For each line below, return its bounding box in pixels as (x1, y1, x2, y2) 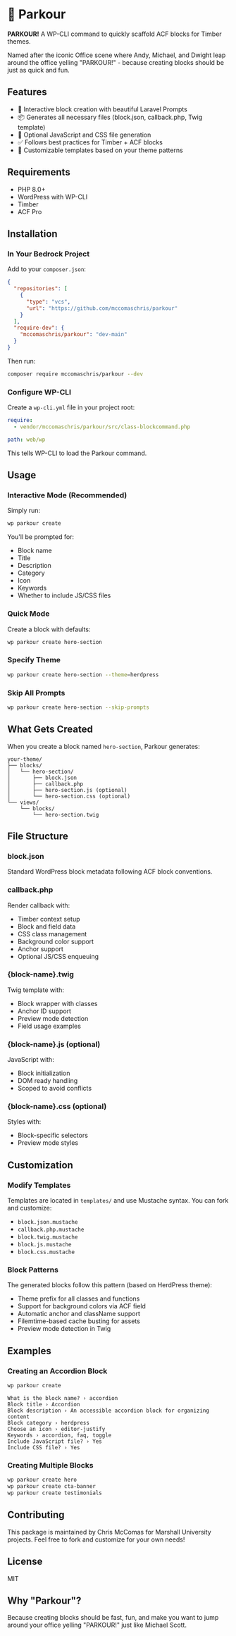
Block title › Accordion (7, 1401, 80, 1408)
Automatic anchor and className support (17, 1310, 141, 1318)
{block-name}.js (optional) (7, 1039, 101, 1049)
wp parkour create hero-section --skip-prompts (7, 704, 150, 711)
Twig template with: (7, 986, 65, 994)
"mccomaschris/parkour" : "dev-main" (20, 331, 128, 338)
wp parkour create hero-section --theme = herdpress (7, 671, 159, 678)
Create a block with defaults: (7, 625, 91, 633)
